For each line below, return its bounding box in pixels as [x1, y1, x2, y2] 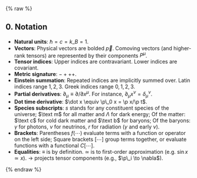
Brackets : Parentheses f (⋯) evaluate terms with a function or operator [14, 129, 186, 136]
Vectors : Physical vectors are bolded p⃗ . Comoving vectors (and [14, 44, 172, 52]
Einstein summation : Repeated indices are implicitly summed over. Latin [14, 77, 191, 84]
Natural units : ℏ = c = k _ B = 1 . [14, 38, 89, 45]
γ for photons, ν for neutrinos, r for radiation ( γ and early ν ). [14, 123, 160, 130]
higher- [173, 44, 192, 52]
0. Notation [5, 22, 48, 32]
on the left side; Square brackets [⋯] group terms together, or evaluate [14, 136, 187, 143]
